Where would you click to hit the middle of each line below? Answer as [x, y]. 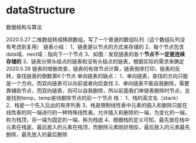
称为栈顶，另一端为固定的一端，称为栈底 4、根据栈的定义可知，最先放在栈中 [98, 120]
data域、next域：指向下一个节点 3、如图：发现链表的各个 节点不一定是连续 [96, 54]
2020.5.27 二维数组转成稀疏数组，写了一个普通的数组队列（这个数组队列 [93, 39]
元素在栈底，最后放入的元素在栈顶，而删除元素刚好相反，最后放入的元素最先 [98, 127]
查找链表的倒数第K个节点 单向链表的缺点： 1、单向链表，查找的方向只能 [102, 76]
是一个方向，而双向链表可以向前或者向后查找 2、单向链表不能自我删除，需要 [98, 83]
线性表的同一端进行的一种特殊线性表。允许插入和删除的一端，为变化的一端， [98, 112]
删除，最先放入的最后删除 [37, 134]
